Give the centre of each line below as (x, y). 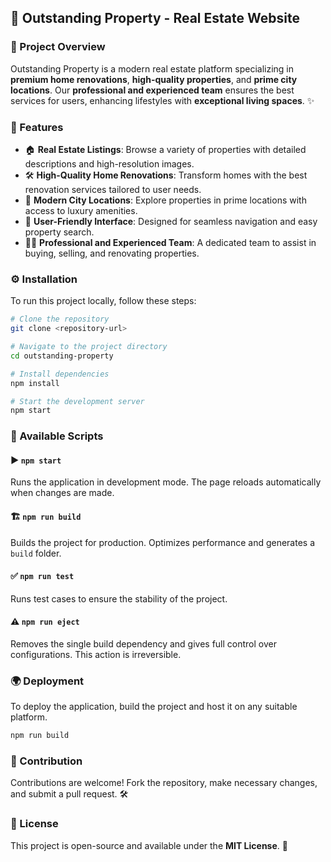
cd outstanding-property (62, 356)
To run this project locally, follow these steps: (103, 301)
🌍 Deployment (47, 681)
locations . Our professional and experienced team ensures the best (152, 90)
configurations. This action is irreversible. (96, 655)
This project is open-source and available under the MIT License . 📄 (149, 845)
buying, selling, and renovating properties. (112, 253)
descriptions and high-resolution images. (109, 163)
